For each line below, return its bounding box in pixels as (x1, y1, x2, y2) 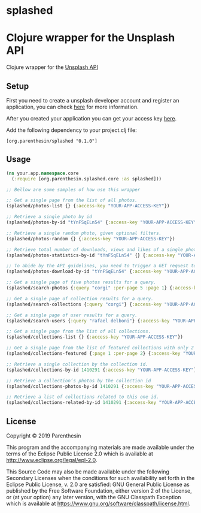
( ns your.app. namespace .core (6, 170, 79, 176)
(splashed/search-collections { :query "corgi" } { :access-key (6, 301, 162, 307)
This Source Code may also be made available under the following (6, 468, 169, 475)
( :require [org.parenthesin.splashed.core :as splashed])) (11, 176, 162, 182)
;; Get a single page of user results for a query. (6, 312, 138, 318)
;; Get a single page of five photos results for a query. (6, 279, 157, 285)
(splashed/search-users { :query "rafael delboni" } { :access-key (6, 318, 170, 324)
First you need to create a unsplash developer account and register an (6, 96, 179, 104)
